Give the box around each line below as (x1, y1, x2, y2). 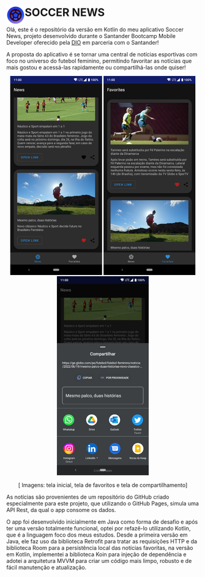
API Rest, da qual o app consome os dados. (6, 506, 116, 513)
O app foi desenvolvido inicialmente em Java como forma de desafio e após (6, 518, 198, 526)
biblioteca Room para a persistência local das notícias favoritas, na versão (6, 544, 193, 551)
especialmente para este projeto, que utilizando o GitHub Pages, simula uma (6, 499, 199, 507)
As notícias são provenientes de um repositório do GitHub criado (6, 493, 170, 500)
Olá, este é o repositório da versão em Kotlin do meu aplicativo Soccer (6, 26, 184, 33)
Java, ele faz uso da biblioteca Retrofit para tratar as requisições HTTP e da (6, 537, 198, 545)
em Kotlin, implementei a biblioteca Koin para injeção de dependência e (6, 551, 187, 558)
